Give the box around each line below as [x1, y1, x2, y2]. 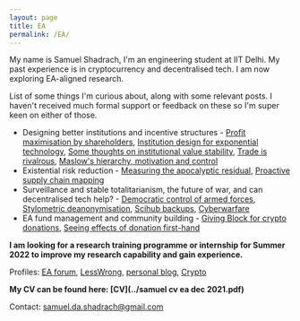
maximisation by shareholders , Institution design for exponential [21, 136, 259, 148]
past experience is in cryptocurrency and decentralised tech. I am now [9, 64, 270, 74]
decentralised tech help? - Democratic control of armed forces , [21, 194, 256, 204]
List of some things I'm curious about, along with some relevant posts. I [9, 91, 273, 101]
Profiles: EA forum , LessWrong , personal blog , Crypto [9, 266, 208, 278]
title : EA [9, 22, 47, 30]
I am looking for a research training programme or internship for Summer [9, 239, 286, 251]
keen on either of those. [9, 109, 98, 121]
